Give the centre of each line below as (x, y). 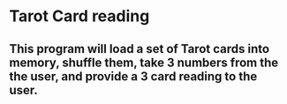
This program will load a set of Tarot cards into (140, 49)
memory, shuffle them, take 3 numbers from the (144, 62)
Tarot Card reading (79, 16)
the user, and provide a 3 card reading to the (133, 76)
